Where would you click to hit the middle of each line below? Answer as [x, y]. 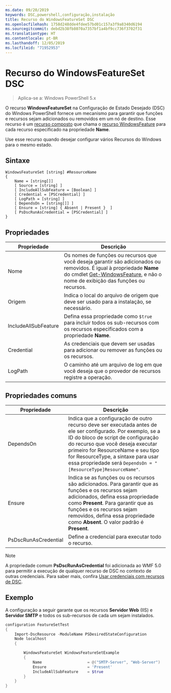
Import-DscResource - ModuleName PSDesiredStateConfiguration [80, 634]
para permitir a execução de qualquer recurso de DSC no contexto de [78, 571]
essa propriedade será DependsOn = [110, 463]
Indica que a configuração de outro [110, 418]
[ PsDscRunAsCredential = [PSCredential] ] [61, 212]
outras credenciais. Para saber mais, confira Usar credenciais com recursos [85, 576]
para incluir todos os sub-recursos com [111, 323]
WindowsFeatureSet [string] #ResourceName [51, 172]
